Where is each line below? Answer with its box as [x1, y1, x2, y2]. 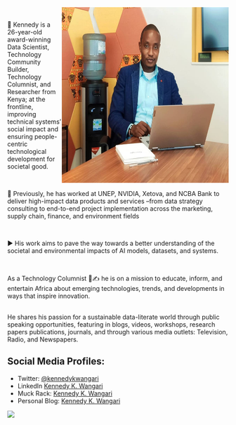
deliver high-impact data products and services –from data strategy [7, 197, 203, 205]
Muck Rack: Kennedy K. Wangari [17, 389, 112, 398]
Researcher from [7, 88, 56, 96]
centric [7, 140, 28, 148]
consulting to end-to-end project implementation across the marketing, [7, 204, 213, 213]
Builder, [7, 65, 29, 73]
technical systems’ [7, 117, 62, 126]
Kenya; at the [7, 95, 46, 103]
